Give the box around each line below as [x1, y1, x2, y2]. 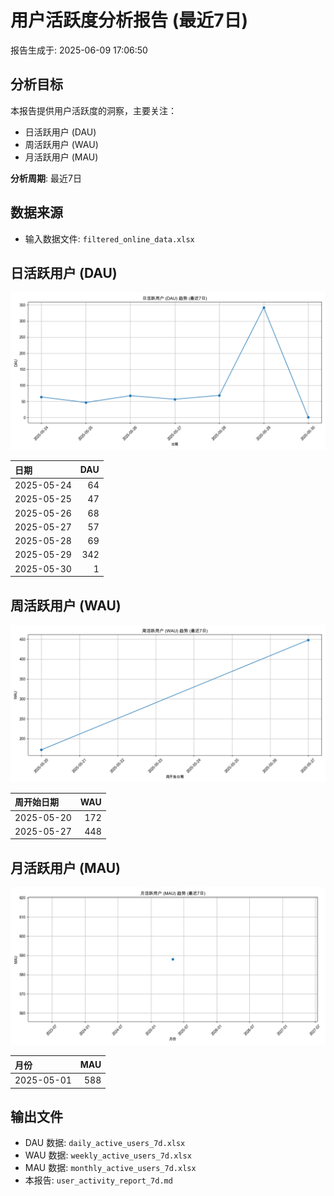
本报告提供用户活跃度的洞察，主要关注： [10, 104, 177, 116]
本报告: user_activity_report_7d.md [24, 1174, 173, 1186]
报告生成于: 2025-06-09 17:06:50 [10, 44, 148, 56]
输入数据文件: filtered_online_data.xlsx [24, 232, 195, 245]
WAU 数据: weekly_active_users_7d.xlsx [24, 1149, 192, 1161]
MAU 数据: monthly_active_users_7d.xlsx [24, 1162, 197, 1174]
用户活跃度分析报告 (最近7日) [10, 9, 249, 32]
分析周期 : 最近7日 [10, 172, 82, 184]
